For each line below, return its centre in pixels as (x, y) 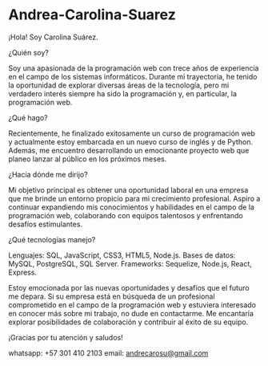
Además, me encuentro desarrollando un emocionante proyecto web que (129, 150)
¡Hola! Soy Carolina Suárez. (53, 37)
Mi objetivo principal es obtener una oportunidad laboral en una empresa (128, 189)
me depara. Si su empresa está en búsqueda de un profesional (112, 296)
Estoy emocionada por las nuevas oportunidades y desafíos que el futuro (129, 287)
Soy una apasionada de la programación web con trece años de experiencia (134, 68)
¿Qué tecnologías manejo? (52, 239)
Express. (23, 272)
